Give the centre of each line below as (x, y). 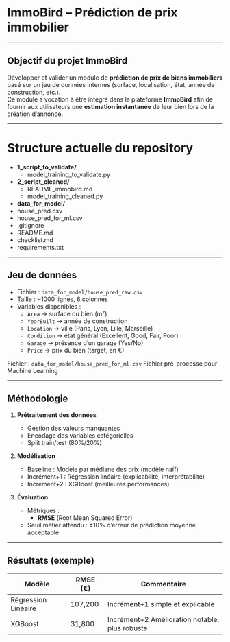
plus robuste (127, 628)
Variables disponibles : (49, 306)
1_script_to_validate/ (47, 167)
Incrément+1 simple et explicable (161, 604)
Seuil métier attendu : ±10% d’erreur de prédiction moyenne (112, 525)
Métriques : (43, 511)
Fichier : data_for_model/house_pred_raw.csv (80, 292)
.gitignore (30, 225)
